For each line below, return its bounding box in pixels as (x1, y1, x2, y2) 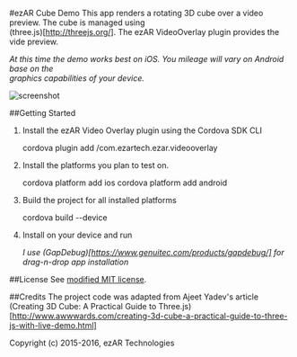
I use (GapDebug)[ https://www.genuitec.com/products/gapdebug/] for (22, 247, 284, 257)
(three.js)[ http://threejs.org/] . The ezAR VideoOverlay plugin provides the (9, 27, 280, 37)
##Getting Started (9, 108, 76, 118)
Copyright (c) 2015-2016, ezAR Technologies (9, 337, 175, 348)
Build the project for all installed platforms (22, 195, 177, 205)
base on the (9, 63, 54, 74)
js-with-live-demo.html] (9, 320, 97, 331)
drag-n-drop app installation (22, 256, 129, 267)
